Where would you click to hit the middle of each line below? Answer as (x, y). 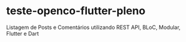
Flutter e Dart (22, 33)
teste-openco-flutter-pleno (76, 11)
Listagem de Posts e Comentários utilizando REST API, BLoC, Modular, (94, 27)
